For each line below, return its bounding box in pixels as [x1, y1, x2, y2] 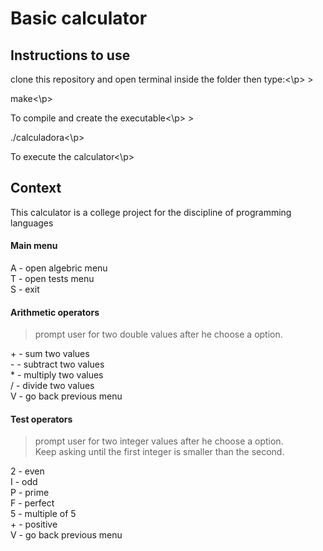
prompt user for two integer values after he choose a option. [34, 435, 284, 447]
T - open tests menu [10, 273, 95, 285]
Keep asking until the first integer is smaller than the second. [34, 446, 285, 458]
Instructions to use [10, 47, 131, 64]
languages [10, 217, 54, 229]
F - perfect [10, 497, 55, 509]
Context [10, 180, 62, 197]
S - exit [10, 283, 40, 296]
